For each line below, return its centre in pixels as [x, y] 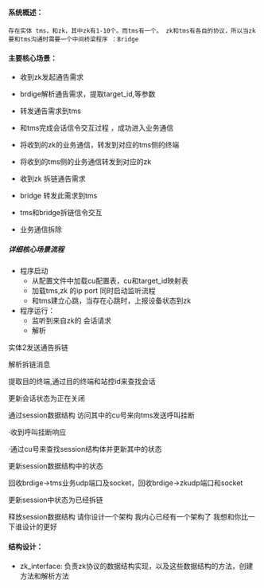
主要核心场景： [33, 58]
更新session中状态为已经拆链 [56, 500]
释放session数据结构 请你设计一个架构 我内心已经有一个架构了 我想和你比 [128, 517]
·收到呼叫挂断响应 [37, 432]
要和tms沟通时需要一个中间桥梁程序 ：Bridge [74, 40]
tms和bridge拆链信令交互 [61, 213]
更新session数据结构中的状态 [56, 466]
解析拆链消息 [29, 365]
